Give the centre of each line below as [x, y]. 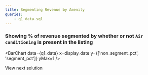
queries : [14, 14]
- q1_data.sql [28, 19]
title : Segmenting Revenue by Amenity [45, 10]
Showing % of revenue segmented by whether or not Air [74, 36]
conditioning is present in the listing [49, 42]
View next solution [24, 68]
